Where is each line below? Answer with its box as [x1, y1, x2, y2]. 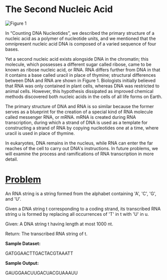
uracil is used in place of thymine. [5, 130, 75, 136]
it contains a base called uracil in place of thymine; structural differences [5, 72, 156, 78]
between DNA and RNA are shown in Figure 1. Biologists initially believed [5, 77, 156, 83]
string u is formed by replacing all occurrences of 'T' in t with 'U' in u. [5, 211, 149, 217]
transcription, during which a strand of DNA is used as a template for [5, 119, 148, 125]
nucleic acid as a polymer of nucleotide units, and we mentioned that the [5, 35, 156, 41]
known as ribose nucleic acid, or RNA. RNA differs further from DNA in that [5, 67, 160, 73]
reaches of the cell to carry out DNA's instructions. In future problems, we [5, 145, 158, 151]
